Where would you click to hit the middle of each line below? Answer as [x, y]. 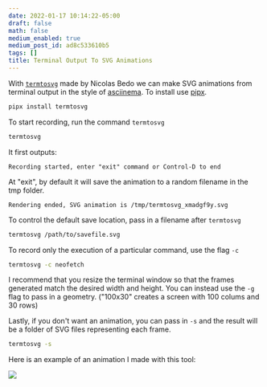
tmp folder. [27, 190]
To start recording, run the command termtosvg [86, 122]
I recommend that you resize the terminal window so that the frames [121, 280]
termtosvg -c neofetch [46, 265]
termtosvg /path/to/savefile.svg [64, 234]
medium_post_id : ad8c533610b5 [59, 46]
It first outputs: [33, 152]
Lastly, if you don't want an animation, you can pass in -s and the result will [133, 321]
